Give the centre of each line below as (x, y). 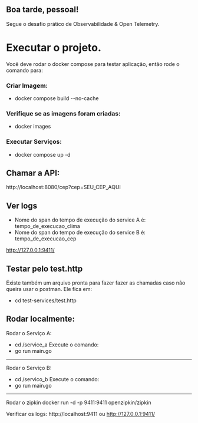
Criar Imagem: (27, 85)
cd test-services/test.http (45, 300)
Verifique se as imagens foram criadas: (63, 113)
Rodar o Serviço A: (29, 333)
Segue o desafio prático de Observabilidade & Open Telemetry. (83, 24)
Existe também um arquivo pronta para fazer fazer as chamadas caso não (96, 283)
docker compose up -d (42, 154)
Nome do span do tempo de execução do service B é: (80, 233)
